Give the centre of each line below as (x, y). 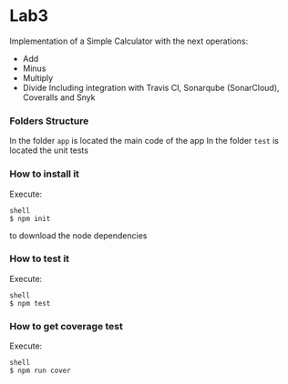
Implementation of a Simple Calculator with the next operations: (129, 41)
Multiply (38, 77)
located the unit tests (49, 150)
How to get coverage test (66, 326)
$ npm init (30, 218)
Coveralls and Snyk (59, 97)
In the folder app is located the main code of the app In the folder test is (144, 141)
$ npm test (30, 303)
